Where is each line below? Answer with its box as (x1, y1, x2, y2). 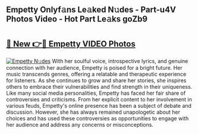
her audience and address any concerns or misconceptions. (6, 121, 153, 128)
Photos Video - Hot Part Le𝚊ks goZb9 (6, 14, 147, 24)
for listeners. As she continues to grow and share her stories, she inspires (6, 77, 187, 84)
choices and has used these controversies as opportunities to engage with (6, 115, 189, 121)
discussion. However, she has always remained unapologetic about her (6, 108, 180, 116)
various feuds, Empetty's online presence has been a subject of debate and (6, 102, 192, 109)
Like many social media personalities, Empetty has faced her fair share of (6, 89, 186, 96)
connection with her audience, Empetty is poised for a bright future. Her (6, 64, 183, 71)
